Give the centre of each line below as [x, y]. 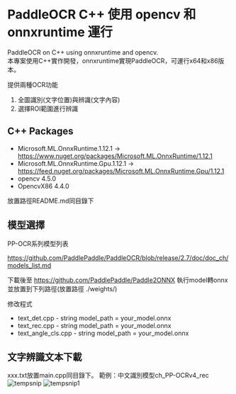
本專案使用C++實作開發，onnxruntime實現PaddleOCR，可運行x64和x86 [113, 60]
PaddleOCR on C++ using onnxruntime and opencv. [83, 52]
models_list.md [29, 265]
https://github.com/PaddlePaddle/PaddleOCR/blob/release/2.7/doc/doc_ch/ [118, 258]
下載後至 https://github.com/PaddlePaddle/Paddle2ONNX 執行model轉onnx [118, 280]
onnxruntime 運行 [60, 32]
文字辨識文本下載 [45, 357]
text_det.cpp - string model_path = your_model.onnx [94, 318]
